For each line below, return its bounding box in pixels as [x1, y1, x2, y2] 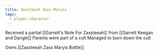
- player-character [9, 16, 50, 21]
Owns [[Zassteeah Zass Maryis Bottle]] [5, 45, 84, 51]
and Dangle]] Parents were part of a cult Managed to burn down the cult [5, 35, 151, 41]
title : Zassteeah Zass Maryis [5, 7, 67, 12]
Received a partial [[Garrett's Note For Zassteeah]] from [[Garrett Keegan [5, 30, 154, 36]
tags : [5, 12, 16, 17]
